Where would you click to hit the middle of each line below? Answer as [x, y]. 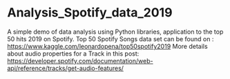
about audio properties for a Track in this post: [73, 54]
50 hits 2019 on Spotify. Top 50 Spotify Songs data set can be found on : [111, 38]
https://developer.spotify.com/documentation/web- [80, 60]
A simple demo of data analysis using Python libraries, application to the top [115, 32]
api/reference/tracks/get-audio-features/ [66, 68]
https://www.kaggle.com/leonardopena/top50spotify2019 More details [108, 46]
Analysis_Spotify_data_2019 [90, 13]
